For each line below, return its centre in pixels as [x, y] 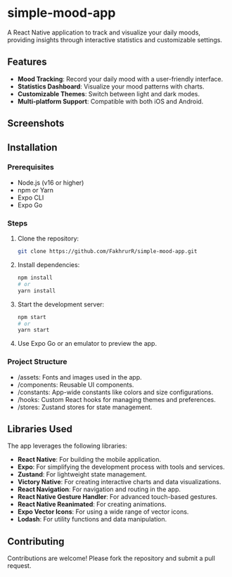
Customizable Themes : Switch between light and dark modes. [109, 93]
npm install [35, 278]
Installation [32, 147]
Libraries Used [40, 429]
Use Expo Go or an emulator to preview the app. [87, 344]
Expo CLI [31, 197]
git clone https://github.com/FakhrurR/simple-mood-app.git [107, 252]
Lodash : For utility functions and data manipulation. [92, 519]
